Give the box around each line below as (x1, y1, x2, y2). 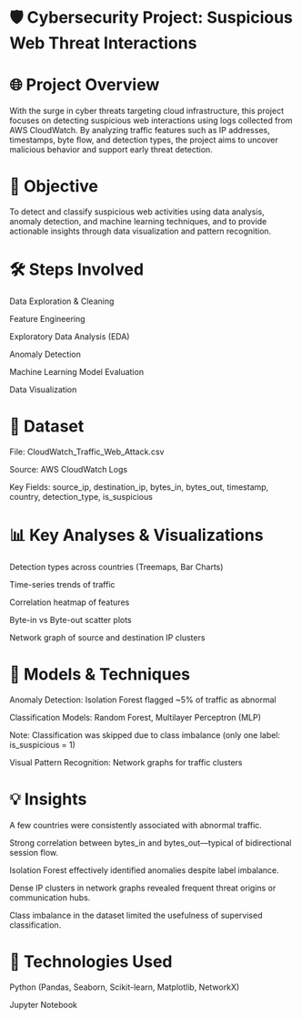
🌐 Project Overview (9, 75, 160, 96)
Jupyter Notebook (9, 999, 78, 1010)
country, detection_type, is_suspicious (9, 491, 153, 502)
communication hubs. (9, 891, 91, 903)
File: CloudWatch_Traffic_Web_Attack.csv (9, 446, 165, 457)
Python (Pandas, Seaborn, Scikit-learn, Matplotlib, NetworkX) (9, 982, 240, 993)
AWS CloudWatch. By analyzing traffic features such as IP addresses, (9, 125, 270, 136)
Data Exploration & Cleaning (9, 296, 115, 307)
